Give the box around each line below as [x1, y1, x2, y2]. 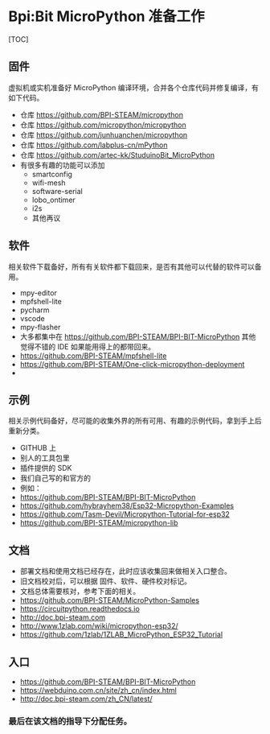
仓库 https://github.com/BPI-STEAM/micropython [19, 109, 183, 119]
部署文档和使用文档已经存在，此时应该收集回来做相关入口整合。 [19, 567, 231, 576]
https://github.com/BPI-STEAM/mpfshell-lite [19, 351, 167, 361]
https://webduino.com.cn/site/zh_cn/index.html [19, 686, 177, 695]
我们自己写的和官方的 [19, 473, 91, 483]
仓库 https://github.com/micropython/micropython [19, 120, 186, 130]
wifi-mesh [31, 178, 66, 188]
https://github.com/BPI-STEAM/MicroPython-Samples [19, 596, 199, 605]
